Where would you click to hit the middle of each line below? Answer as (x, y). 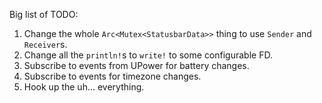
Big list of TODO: (44, 14)
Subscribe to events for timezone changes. (112, 76)
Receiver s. (45, 44)
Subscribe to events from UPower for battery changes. (136, 65)
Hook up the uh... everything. (84, 87)
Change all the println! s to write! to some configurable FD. (148, 55)
